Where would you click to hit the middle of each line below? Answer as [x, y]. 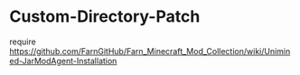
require [23, 42]
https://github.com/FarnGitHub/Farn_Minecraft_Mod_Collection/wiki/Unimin [150, 51]
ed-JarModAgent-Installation [63, 61]
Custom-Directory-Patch [105, 17]
